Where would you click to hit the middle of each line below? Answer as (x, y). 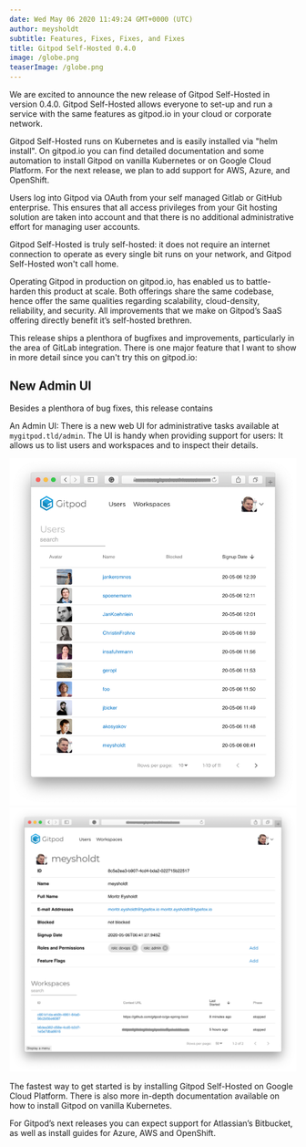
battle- (258, 282)
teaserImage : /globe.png (56, 68)
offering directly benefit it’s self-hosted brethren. (101, 320)
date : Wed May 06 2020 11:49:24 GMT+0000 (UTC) (102, 19)
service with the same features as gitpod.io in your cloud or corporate (140, 114)
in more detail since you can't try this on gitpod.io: (103, 357)
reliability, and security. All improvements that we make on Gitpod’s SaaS (146, 311)
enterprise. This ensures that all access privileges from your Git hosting (143, 207)
